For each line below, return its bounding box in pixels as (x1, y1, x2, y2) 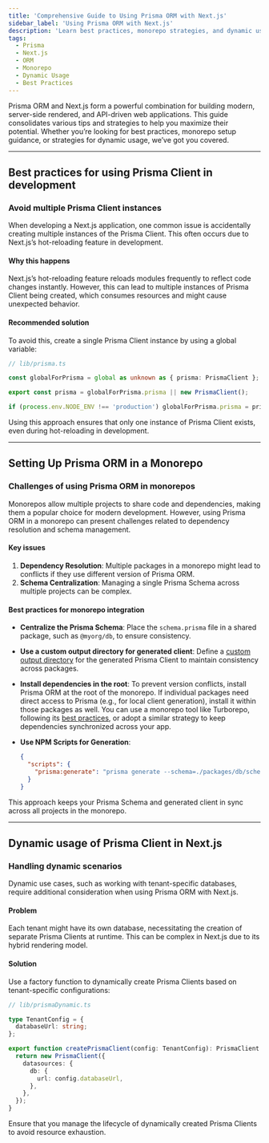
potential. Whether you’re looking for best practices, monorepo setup (8, 126, 237, 136)
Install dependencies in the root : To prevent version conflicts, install (19, 679, 247, 689)
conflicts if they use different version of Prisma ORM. (19, 569, 195, 578)
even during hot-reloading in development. (8, 426, 150, 436)
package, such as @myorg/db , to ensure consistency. (19, 631, 191, 641)
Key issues (8, 543, 46, 553)
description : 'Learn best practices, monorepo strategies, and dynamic (8, 26, 252, 34)
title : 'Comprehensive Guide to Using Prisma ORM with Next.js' (8, 11, 227, 20)
